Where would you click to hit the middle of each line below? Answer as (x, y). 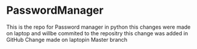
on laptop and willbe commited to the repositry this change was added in (97, 33)
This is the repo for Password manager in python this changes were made (98, 27)
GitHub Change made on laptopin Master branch (67, 39)
